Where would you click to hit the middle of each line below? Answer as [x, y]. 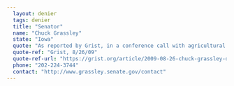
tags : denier [32, 20]
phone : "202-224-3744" [46, 65]
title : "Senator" [38, 26]
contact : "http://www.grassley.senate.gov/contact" [90, 71]
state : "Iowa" [33, 40]
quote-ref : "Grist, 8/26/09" [55, 53]
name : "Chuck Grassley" [47, 33]
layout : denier [35, 14]
